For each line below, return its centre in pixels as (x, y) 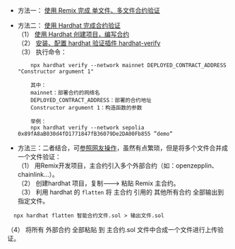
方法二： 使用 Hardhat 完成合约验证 (69, 25)
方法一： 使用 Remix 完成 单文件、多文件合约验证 (89, 10)
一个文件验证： (39, 157)
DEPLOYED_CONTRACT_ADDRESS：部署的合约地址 (91, 100)
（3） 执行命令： (42, 52)
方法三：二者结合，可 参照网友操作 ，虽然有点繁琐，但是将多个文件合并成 (122, 148)
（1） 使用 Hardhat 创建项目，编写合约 (73, 34)
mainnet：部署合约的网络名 (65, 93)
